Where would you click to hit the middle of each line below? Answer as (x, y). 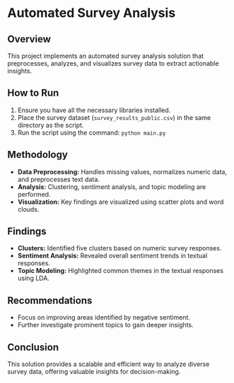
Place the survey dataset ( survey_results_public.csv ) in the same (114, 117)
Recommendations (50, 300)
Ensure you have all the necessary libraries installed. (94, 110)
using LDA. (33, 278)
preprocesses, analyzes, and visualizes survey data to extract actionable (113, 63)
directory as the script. (51, 125)
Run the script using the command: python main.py (92, 133)
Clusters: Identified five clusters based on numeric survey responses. (119, 248)
